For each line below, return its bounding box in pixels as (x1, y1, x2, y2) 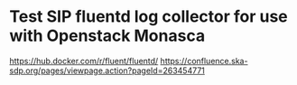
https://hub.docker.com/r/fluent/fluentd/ (9, 55, 159, 66)
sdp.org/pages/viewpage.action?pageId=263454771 (9, 65, 206, 76)
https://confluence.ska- (160, 55, 248, 66)
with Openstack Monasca (9, 25, 206, 46)
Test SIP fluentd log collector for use (9, 6, 289, 27)
